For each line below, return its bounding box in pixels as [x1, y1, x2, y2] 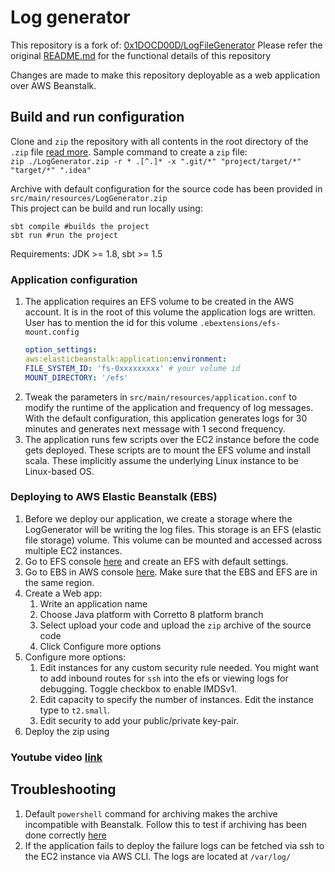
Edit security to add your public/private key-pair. [39, 714, 240, 726]
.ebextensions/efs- [199, 319, 282, 329]
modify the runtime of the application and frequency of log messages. [24, 401, 314, 413]
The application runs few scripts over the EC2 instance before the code [24, 433, 320, 445]
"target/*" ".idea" [10, 165, 92, 175]
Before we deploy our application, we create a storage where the [24, 512, 293, 525]
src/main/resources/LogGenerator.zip [10, 193, 168, 203]
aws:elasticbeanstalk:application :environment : [24, 354, 227, 364]
